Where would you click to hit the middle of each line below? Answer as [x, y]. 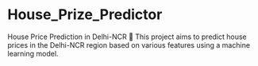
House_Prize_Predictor [85, 15]
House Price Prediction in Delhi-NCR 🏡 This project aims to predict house [127, 37]
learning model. [33, 53]
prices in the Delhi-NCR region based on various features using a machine [129, 45]
